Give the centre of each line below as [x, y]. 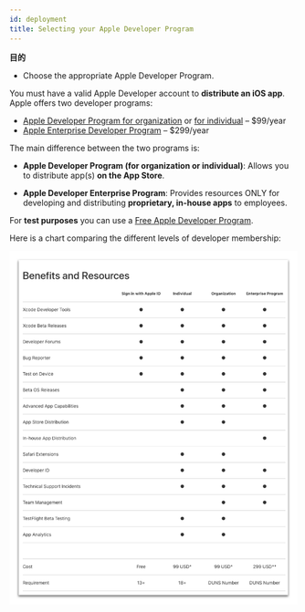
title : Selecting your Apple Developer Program [102, 29]
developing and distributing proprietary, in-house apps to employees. [155, 202]
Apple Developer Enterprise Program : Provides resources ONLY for [151, 192]
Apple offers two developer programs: [81, 103]
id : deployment [38, 19]
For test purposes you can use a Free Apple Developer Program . [131, 220]
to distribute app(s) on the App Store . [94, 175]
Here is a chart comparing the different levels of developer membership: [145, 238]
